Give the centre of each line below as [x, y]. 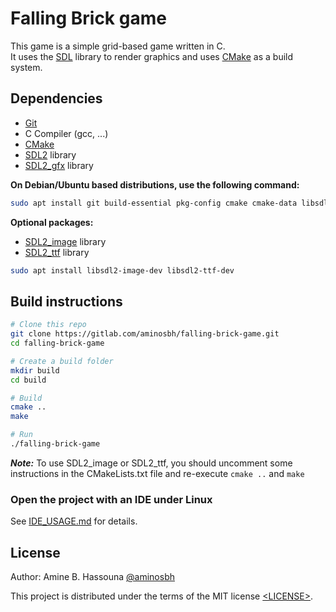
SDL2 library [50, 154]
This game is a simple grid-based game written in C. [118, 46]
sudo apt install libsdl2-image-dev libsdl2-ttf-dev [122, 270]
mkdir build [35, 370]
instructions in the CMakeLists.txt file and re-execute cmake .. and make [157, 473]
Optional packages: [52, 222]
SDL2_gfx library [59, 165]
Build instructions [66, 301]
